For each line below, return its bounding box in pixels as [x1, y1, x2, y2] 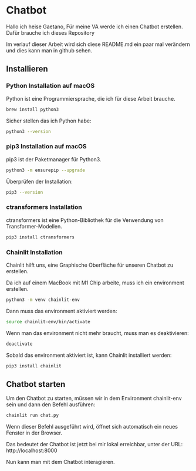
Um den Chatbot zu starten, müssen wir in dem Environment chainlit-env [6, 395, 182, 402]
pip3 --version [6, 189, 43, 195]
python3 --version [6, 128, 51, 134]
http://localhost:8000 [6, 447, 58, 454]
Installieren [6, 64, 48, 74]
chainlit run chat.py [6, 413, 59, 419]
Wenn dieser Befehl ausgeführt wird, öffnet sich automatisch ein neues [6, 423, 178, 430]
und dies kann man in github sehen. [6, 47, 93, 54]
